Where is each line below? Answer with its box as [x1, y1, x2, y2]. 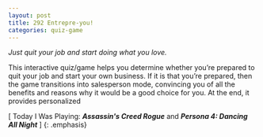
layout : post [8, 11, 51, 20]
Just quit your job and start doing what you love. [8, 48, 168, 57]
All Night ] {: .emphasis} [8, 120, 87, 130]
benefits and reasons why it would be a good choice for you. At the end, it [8, 88, 250, 98]
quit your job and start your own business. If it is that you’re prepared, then [8, 72, 253, 81]
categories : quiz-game [8, 26, 83, 34]
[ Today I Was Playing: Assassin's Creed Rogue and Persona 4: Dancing [8, 112, 248, 121]
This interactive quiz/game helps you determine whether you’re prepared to [8, 63, 255, 72]
